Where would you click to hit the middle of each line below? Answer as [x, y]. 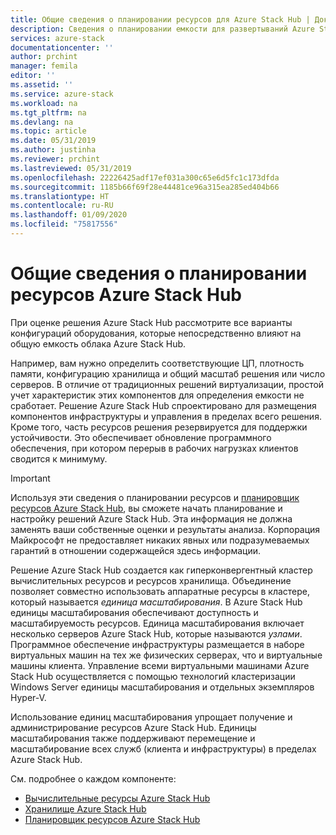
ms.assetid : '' [42, 85]
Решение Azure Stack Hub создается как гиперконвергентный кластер [161, 570]
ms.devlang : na [42, 122]
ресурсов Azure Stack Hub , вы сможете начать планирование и [146, 508]
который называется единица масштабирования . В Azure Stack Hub [156, 602]
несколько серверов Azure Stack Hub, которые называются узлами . [156, 633]
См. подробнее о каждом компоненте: [93, 778]
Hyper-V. [28, 697]
